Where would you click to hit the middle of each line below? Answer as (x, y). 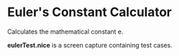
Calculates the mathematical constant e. (66, 31)
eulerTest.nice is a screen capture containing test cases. (90, 45)
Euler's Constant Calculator (89, 12)
